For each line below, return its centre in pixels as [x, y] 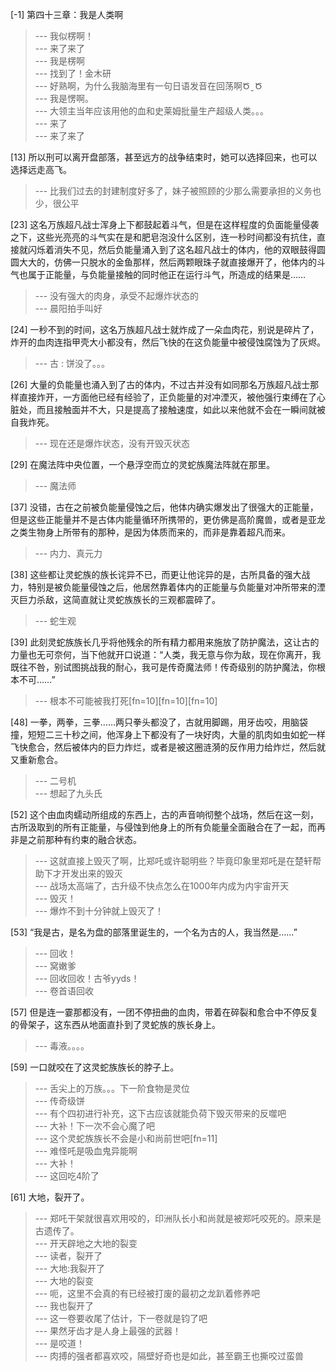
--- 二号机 [55, 781]
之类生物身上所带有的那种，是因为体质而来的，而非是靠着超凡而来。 [150, 532]
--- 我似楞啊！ [64, 36]
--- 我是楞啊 [60, 61]
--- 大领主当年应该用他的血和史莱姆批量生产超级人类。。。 [152, 111]
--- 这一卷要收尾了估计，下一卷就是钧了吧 [121, 1318]
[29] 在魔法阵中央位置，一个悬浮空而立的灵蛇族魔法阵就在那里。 [143, 464]
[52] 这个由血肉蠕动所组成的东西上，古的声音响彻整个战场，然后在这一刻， [164, 814]
